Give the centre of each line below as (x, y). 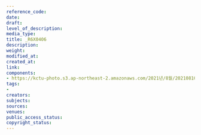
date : (13, 17)
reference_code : (26, 12)
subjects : (19, 100)
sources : (17, 106)
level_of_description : (34, 28)
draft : (14, 23)
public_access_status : (34, 117)
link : (13, 67)
